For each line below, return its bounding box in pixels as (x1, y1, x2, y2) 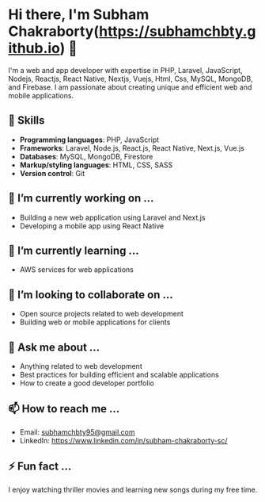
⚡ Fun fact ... (8, 460, 72, 473)
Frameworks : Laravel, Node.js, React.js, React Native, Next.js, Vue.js (19, 143, 245, 152)
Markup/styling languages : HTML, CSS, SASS (19, 160, 173, 170)
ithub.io (8, 40, 61, 57)
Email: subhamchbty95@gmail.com (19, 427, 135, 437)
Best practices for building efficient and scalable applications (19, 370, 219, 379)
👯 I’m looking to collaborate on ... (8, 288, 174, 301)
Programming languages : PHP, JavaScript (19, 135, 160, 144)
